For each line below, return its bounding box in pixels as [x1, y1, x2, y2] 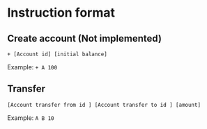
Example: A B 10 [7, 113, 54, 122]
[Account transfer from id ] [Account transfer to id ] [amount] [7, 101, 201, 108]
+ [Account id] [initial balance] [7, 51, 108, 58]
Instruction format [7, 5, 115, 21]
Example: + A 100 [7, 63, 58, 71]
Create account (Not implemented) [7, 33, 162, 44]
